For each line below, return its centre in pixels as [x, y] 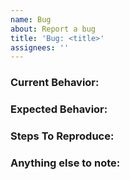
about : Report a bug [53, 29]
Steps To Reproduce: [62, 136]
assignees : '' [40, 47]
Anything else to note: [65, 163]
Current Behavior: [55, 83]
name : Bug [31, 19]
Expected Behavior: [59, 109]
